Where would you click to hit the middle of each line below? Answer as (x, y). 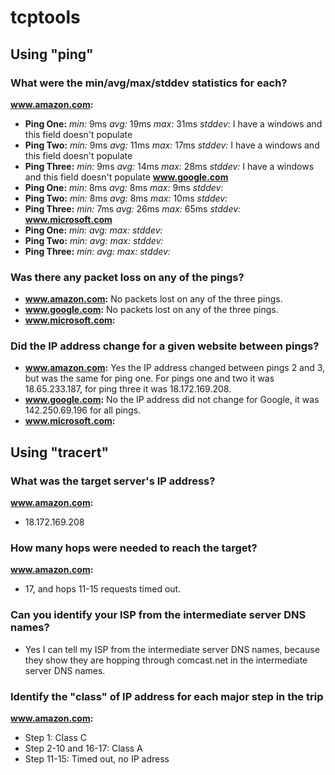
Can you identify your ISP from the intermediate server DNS (158, 615)
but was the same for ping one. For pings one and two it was (149, 378)
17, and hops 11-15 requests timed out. (103, 589)
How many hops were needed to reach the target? (134, 548)
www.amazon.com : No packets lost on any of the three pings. (153, 299)
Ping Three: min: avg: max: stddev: (97, 251)
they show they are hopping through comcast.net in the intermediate (166, 660)
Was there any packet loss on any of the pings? (127, 277)
